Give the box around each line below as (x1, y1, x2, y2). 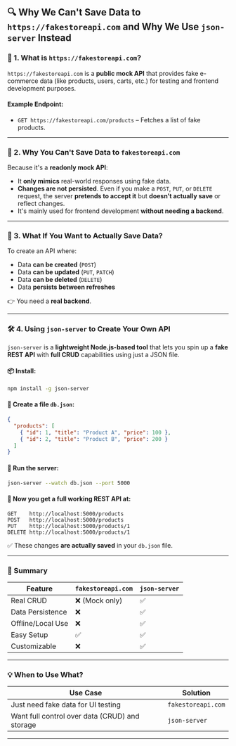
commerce (7, 77, 39, 85)
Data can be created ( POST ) (17, 260, 97, 269)
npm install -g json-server (7, 385, 90, 392)
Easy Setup (11, 629, 48, 639)
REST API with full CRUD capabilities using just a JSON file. (7, 350, 180, 359)
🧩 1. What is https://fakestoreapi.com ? (7, 53, 142, 63)
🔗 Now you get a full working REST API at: (7, 494, 131, 503)
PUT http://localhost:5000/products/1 (7, 522, 131, 529)
